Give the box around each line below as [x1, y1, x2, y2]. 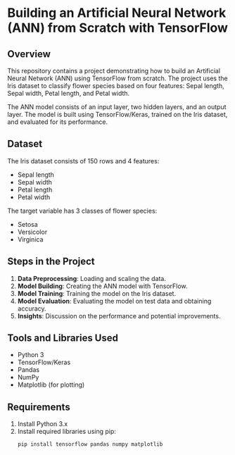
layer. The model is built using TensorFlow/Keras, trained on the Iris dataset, [7, 111, 228, 118]
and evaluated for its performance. [7, 118, 108, 126]
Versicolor [17, 227, 48, 236]
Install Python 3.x [17, 420, 68, 428]
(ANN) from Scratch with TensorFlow [7, 20, 229, 36]
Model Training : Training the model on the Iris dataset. [17, 289, 177, 297]
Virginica [17, 235, 44, 244]
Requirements [7, 401, 70, 413]
